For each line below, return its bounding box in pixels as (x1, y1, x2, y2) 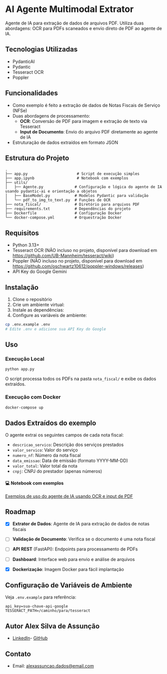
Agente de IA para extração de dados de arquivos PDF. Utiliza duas (5, 20, 144, 26)
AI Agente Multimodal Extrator (5, 3, 134, 15)
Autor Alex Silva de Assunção (5, 621, 100, 630)
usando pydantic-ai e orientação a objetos (5, 189, 97, 194)
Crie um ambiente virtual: (12, 301, 65, 307)
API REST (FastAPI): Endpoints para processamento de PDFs (12, 546, 138, 552)
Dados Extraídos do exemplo (5, 418, 96, 427)
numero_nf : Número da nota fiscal (12, 452, 81, 458)
